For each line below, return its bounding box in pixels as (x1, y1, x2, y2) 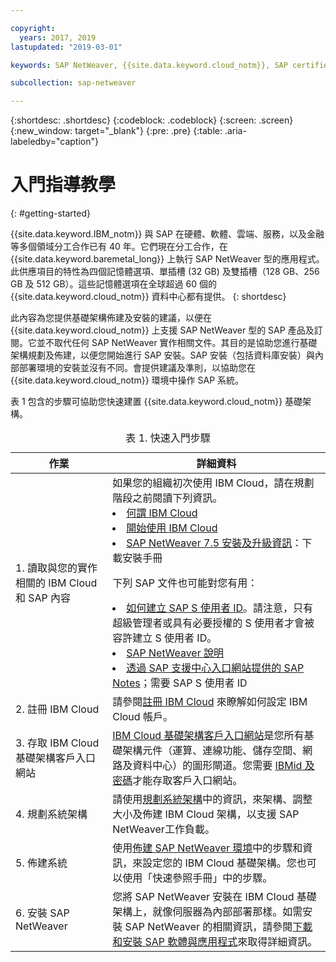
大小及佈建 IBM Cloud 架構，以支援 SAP (112, 807, 300, 821)
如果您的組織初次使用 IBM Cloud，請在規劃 (112, 476, 315, 490)
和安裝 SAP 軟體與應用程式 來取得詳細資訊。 (112, 935, 318, 949)
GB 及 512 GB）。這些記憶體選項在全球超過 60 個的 (10, 278, 217, 290)
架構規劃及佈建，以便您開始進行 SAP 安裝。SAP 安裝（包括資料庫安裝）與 (10, 349, 315, 361)
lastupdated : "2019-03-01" (10, 42, 123, 52)
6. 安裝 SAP (15, 906, 70, 920)
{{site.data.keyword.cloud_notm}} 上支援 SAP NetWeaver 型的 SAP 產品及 (10, 324, 315, 336)
